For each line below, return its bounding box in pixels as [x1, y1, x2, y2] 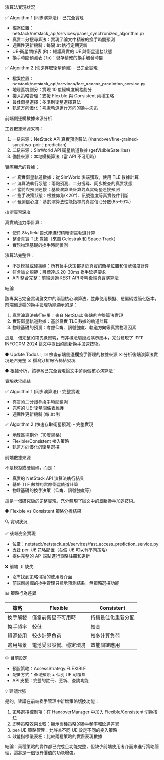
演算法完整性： [5, 253, 35, 258]
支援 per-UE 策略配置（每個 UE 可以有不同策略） [12, 547, 110, 553]
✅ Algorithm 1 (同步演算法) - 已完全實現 [5, 15, 84, 21]
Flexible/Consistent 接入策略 [12, 438, 69, 443]
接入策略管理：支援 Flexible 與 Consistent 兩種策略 [12, 93, 114, 99]
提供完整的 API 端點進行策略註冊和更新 [12, 553, 90, 559]
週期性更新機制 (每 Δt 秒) [12, 411, 62, 417]
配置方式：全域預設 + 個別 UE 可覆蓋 [12, 672, 86, 677]
